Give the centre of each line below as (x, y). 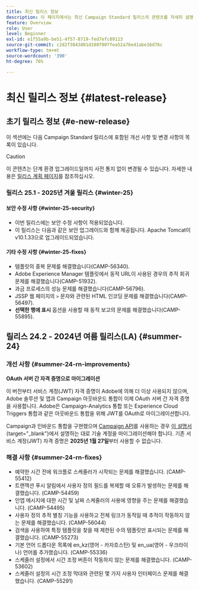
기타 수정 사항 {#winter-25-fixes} (46, 252)
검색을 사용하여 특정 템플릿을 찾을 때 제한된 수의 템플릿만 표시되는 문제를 (98, 530)
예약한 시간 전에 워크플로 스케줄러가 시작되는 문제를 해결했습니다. (90, 471)
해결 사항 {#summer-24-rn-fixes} (54, 458)
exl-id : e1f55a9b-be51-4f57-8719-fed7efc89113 (65, 39)
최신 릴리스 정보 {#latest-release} (87, 98)
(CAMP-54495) (46, 507)
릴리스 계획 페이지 (38, 176)
